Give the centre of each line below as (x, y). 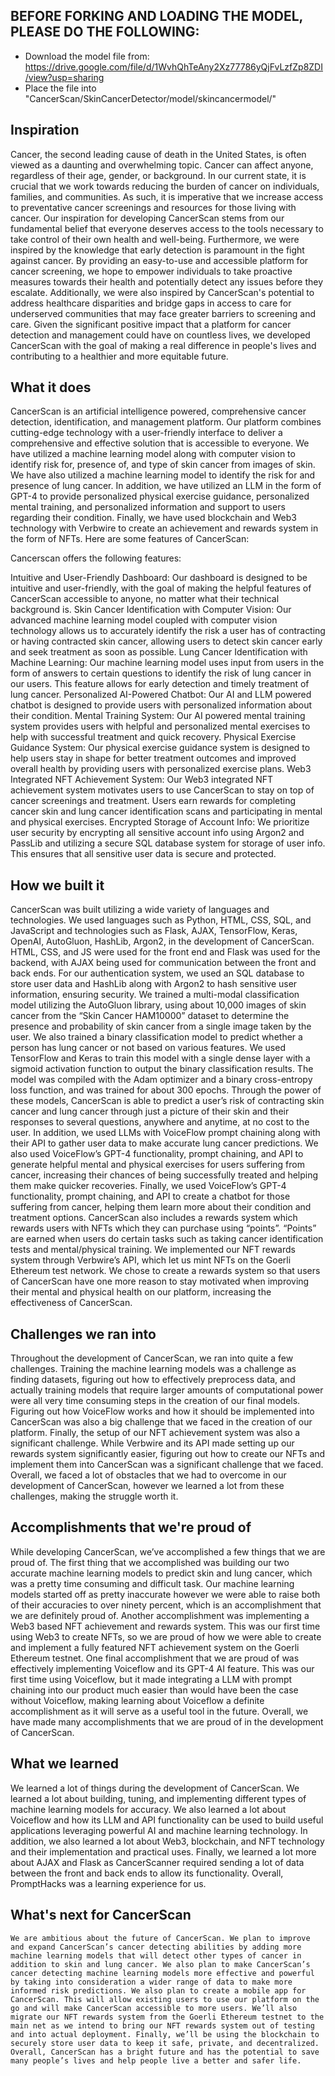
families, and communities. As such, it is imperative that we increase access (167, 196)
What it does (51, 387)
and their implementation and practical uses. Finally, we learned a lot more (163, 1851)
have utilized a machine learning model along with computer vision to (153, 454)
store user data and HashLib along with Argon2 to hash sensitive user (154, 984)
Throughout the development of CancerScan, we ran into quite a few (152, 1358)
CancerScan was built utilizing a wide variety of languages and (140, 910)
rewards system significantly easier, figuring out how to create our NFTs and (168, 1454)
